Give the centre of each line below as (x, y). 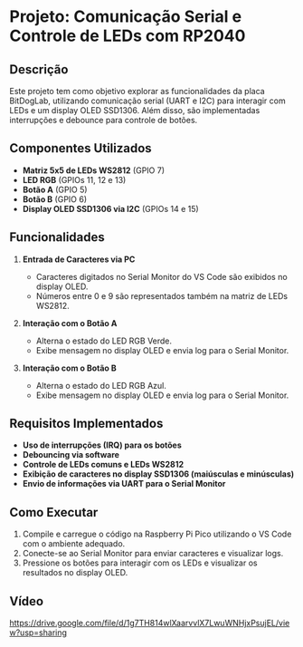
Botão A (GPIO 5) (55, 189)
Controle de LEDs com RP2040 (128, 36)
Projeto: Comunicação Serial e (126, 17)
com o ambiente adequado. (74, 544)
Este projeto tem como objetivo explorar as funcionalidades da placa (137, 91)
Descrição (39, 69)
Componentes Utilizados (80, 148)
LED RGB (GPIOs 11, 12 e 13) (74, 179)
